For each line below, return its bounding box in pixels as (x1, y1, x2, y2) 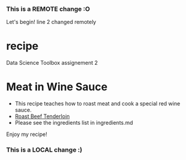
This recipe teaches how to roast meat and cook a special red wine (14, 100, 181, 107)
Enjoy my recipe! (6, 131, 48, 138)
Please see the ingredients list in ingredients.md (14, 119, 133, 126)
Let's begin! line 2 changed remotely (6, 19, 97, 26)
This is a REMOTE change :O (6, 5, 90, 13)
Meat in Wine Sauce (6, 80, 108, 94)
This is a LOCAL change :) (6, 146, 83, 154)
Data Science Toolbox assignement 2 (6, 59, 98, 67)
